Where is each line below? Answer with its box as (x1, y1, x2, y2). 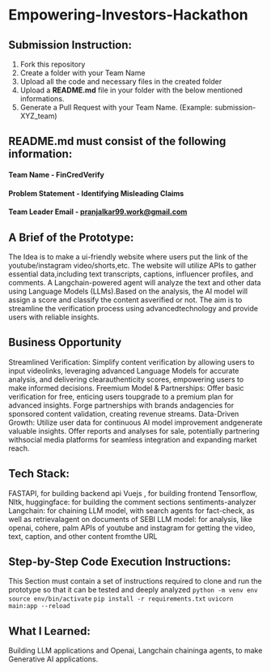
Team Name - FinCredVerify (8, 169, 105, 179)
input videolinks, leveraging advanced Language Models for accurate (8, 366, 239, 375)
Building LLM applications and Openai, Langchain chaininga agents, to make (8, 646, 263, 656)
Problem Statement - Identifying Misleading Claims (8, 188, 184, 198)
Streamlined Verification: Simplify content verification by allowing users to (8, 357, 255, 366)
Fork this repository (19, 59, 86, 69)
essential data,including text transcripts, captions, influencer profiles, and (8, 269, 253, 279)
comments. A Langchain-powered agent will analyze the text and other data (8, 277, 261, 287)
